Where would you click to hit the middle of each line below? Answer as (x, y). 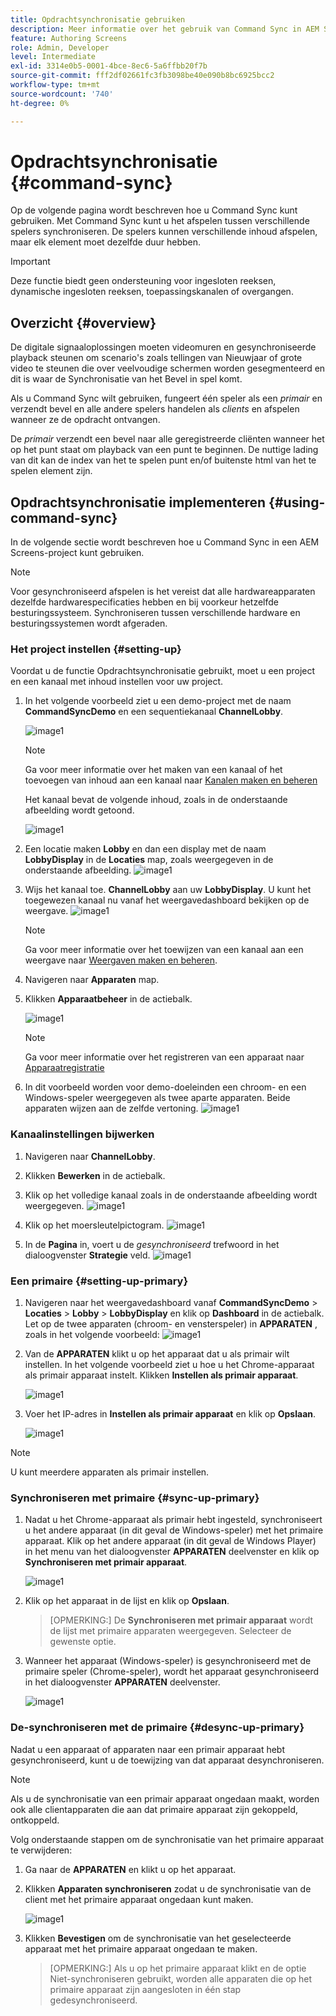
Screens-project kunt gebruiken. (77, 553)
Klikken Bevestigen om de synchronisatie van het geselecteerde (158, 1938)
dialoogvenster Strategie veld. (87, 1255)
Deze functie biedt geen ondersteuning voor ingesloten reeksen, (143, 281)
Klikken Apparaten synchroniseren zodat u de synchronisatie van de (168, 1888)
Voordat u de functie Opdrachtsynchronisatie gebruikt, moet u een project (163, 671)
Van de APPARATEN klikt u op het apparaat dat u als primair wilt (157, 1353)
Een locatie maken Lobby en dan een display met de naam (145, 849)
